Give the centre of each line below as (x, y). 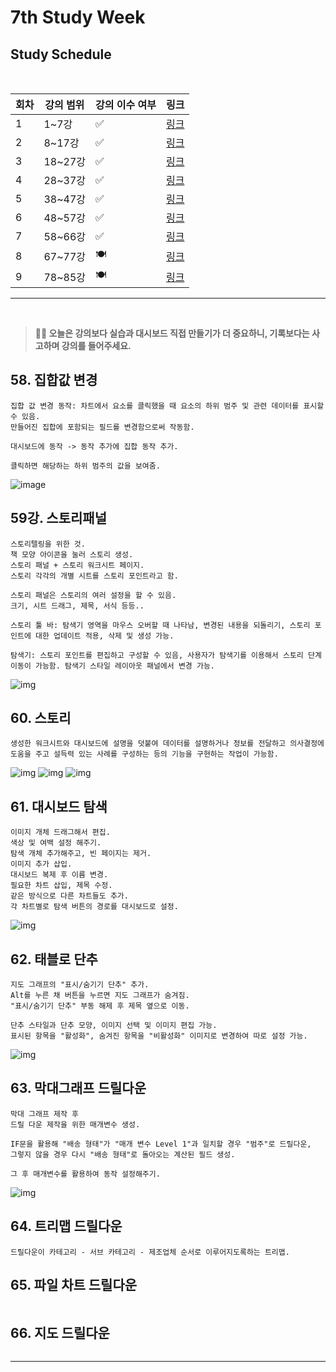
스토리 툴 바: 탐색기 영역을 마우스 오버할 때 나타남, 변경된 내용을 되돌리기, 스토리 (160, 625)
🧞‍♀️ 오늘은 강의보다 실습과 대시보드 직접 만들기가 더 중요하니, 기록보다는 (172, 333)
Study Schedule (61, 54)
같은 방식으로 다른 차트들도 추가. (69, 896)
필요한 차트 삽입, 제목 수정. (61, 886)
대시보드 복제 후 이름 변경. (59, 875)
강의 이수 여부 (126, 104)
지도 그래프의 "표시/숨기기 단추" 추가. (80, 985)
